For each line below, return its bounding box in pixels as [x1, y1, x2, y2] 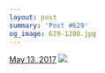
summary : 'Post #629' [9, 21, 89, 30]
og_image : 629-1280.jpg [9, 29, 97, 38]
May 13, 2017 [9, 55, 57, 65]
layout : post [9, 12, 57, 22]
